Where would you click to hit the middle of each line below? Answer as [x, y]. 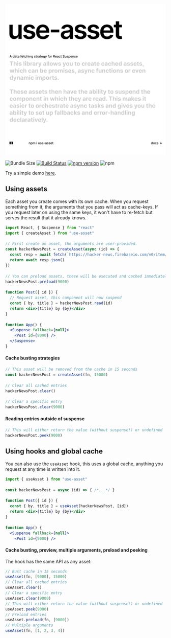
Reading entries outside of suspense [45, 419]
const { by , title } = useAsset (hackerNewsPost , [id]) [69, 506]
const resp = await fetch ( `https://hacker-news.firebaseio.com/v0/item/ [89, 255]
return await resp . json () [37, 260]
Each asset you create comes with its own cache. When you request [77, 201]
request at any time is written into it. [43, 469]
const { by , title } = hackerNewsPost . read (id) [61, 303]
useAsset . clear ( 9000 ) [28, 598]
